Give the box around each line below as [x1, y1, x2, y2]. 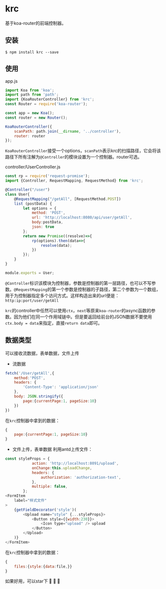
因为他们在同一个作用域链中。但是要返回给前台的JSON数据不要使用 [13, 314, 153, 320]
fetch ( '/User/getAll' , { [5, 371, 55, 376]
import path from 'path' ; [5, 92, 59, 97]
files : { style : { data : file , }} [14, 564, 72, 569]
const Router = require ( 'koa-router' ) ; [5, 102, 88, 107]
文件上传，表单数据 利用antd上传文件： [12, 446, 93, 452]
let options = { [23, 205, 57, 211]
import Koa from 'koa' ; [5, 88, 55, 93]
